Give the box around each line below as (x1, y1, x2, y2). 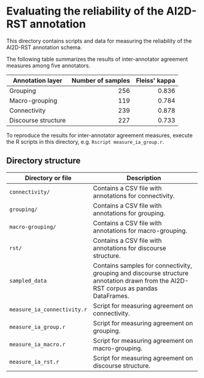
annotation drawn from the (93, 276, 169, 285)
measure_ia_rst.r (9, 358, 59, 365)
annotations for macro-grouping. (93, 226, 188, 235)
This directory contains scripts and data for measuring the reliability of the (6, 37, 192, 44)
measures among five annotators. (6, 62, 91, 69)
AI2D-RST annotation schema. (6, 44, 83, 51)
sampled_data (9, 277, 47, 284)
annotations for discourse (93, 244, 166, 252)
